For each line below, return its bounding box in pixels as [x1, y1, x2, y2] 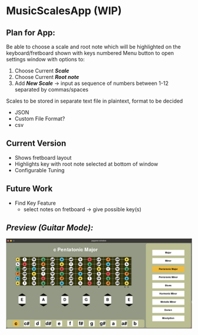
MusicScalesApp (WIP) [6, 4, 122, 18]
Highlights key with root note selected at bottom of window [14, 160, 159, 167]
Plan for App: [6, 28, 56, 38]
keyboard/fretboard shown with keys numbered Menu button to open [6, 50, 174, 57]
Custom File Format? [14, 115, 65, 122]
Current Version [6, 139, 67, 149]
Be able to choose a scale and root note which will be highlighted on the [6, 43, 181, 50]
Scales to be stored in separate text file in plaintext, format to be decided [6, 97, 183, 104]
